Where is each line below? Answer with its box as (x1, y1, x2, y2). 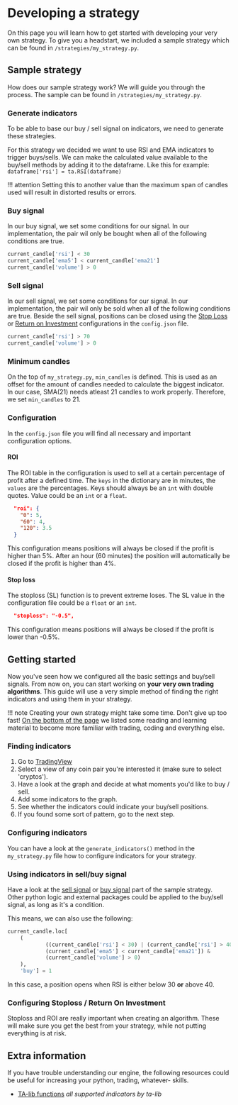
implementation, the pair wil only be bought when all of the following (7, 229, 208, 238)
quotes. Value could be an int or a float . (7, 491, 127, 499)
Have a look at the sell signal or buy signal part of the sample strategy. (7, 885, 213, 894)
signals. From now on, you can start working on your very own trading (7, 679, 214, 689)
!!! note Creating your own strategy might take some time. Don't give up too (7, 709, 227, 717)
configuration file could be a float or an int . (7, 599, 137, 607)
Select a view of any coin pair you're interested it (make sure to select (17, 765, 222, 774)
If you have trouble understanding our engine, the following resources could (7, 1069, 229, 1077)
